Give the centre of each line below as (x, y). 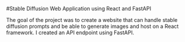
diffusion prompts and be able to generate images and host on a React (93, 26)
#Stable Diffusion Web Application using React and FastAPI (79, 9)
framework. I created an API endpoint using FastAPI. (70, 33)
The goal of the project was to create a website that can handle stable (92, 20)
